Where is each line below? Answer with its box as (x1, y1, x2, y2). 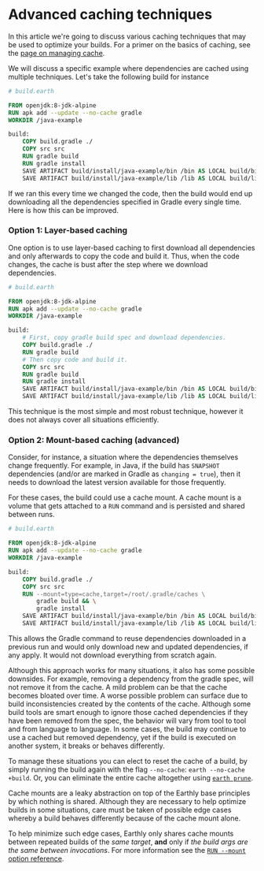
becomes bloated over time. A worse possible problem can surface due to (8, 690, 248, 700)
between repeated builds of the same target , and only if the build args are (8, 837, 249, 847)
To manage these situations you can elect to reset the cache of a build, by (8, 756, 247, 765)
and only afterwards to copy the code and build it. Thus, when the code (8, 251, 240, 261)
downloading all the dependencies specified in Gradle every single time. (8, 197, 242, 207)
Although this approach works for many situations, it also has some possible (8, 665, 255, 675)
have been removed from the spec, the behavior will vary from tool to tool (8, 716, 247, 725)
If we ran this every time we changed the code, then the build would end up (8, 188, 253, 198)
